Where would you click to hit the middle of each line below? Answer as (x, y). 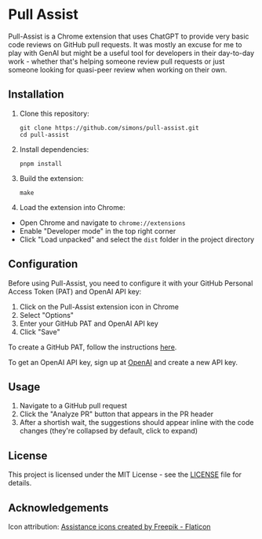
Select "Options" (47, 315)
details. (20, 483)
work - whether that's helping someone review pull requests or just (116, 61)
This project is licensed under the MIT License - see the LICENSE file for (125, 474)
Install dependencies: (54, 149)
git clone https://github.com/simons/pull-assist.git (109, 127)
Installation (36, 95)
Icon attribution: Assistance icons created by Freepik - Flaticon (109, 526)
